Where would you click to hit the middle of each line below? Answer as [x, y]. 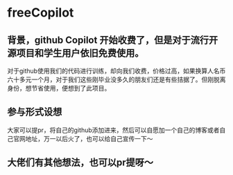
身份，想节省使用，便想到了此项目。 [59, 88]
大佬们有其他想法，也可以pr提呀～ [80, 163]
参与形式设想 [35, 112]
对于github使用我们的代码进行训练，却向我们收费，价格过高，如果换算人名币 [116, 71]
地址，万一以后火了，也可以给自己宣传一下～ [89, 138]
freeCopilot [41, 13]
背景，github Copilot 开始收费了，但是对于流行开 [113, 40]
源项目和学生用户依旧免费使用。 [76, 53]
